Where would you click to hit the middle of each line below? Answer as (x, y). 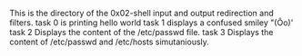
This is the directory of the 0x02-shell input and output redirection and (142, 13)
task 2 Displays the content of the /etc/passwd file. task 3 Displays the (141, 32)
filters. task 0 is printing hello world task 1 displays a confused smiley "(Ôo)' (151, 23)
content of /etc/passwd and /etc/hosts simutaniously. (109, 42)
